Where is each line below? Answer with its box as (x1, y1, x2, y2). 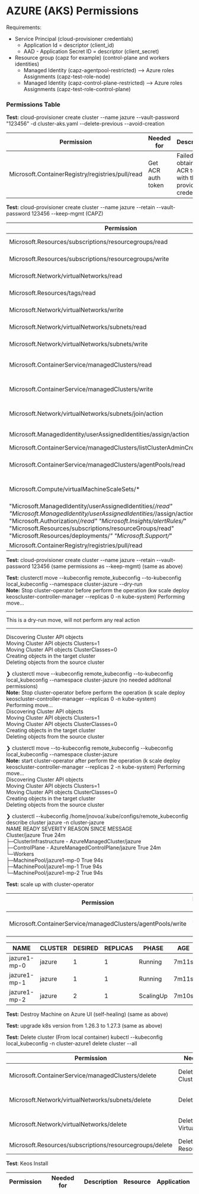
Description (84, 1177, 118, 1186)
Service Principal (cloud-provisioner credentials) (14, 35, 133, 42)
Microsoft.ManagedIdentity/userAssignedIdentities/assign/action (9, 431, 190, 439)
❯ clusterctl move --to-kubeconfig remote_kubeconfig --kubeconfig (6, 744, 174, 752)
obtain (176, 159, 194, 167)
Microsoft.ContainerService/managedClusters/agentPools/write (9, 920, 187, 928)
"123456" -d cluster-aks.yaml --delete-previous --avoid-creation (6, 120, 165, 127)
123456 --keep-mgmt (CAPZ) (31, 210, 104, 217)
